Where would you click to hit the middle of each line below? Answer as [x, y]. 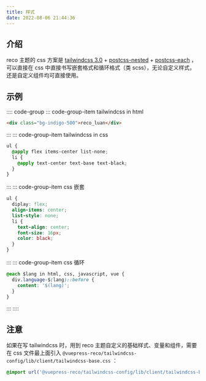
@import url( [23, 372]
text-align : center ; [44, 227]
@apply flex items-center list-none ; [60, 152]
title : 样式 [21, 12]
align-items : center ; [40, 210]
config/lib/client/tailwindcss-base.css [59, 361]
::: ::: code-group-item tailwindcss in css [57, 135]
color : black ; [35, 239]
